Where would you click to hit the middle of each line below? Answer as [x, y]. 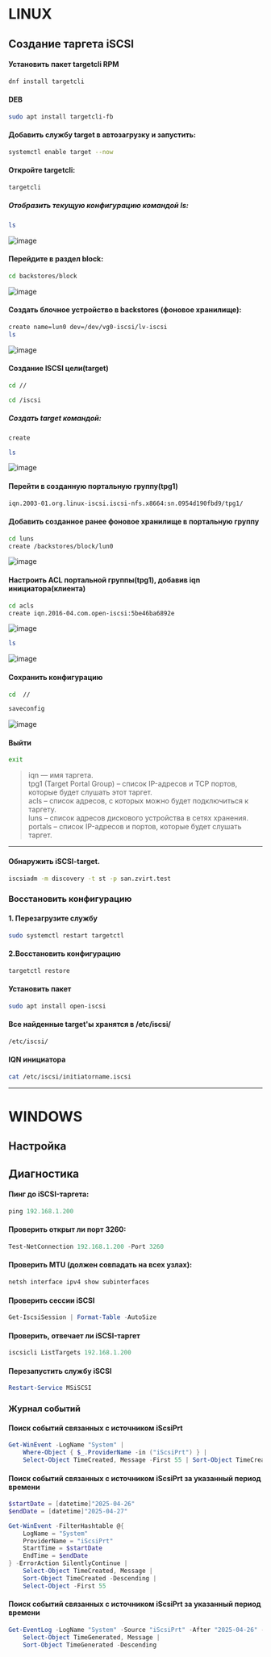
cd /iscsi [25, 400]
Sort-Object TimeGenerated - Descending [90, 1645]
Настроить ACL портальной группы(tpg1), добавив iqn [104, 580]
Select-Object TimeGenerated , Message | [92, 1637]
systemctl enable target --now [61, 152]
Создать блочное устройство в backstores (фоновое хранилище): [125, 310]
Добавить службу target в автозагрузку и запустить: [102, 135]
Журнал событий [44, 1409]
